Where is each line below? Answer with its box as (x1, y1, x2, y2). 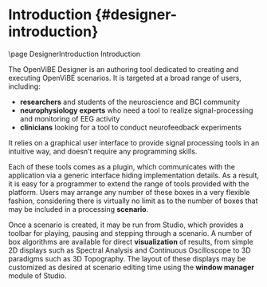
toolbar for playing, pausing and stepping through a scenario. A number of (8, 228, 253, 237)
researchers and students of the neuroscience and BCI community (19, 97, 241, 106)
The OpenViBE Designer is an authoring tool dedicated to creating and (8, 64, 239, 74)
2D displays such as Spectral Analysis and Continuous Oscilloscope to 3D (8, 245, 251, 255)
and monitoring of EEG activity (19, 114, 120, 123)
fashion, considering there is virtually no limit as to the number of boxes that (8, 196, 258, 205)
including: (8, 82, 41, 91)
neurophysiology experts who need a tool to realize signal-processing (19, 106, 253, 115)
